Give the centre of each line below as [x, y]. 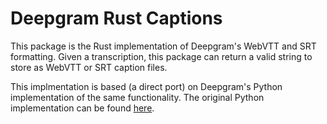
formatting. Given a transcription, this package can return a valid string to [161, 56]
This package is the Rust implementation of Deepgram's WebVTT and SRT [163, 46]
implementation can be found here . [82, 108]
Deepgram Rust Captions [116, 18]
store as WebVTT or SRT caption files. [89, 67]
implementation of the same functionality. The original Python [137, 97]
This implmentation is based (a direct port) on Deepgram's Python [146, 86]
